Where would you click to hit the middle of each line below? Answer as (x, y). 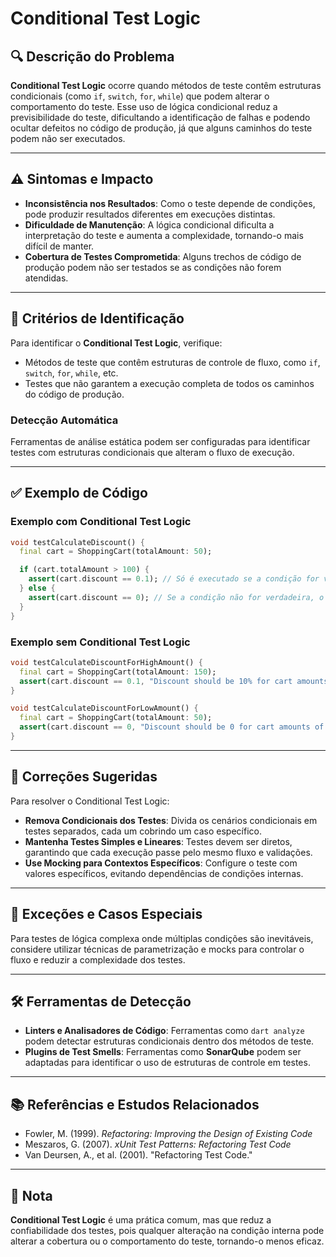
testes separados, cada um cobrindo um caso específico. (143, 831)
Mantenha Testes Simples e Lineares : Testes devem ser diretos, (158, 841)
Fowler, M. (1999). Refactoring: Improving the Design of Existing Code (168, 1134)
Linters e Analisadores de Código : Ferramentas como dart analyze (164, 1031)
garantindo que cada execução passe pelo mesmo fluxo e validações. (168, 852)
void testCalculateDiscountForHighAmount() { (106, 662)
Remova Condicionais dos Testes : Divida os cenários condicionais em (171, 820)
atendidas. (46, 278)
